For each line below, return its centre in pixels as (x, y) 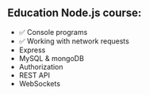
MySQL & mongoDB (52, 58)
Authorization (41, 66)
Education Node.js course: (74, 13)
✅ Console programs (53, 32)
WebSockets (40, 83)
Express (32, 50)
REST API (34, 75)
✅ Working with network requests (74, 41)
